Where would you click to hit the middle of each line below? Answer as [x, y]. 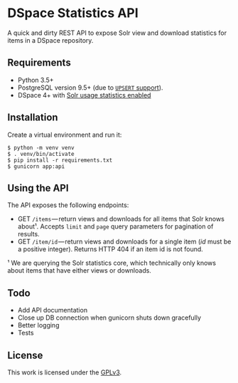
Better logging [38, 325]
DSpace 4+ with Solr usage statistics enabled [84, 95]
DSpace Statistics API [73, 13]
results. [29, 234]
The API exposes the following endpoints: [68, 205]
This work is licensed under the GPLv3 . [65, 372]
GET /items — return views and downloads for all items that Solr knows [121, 219]
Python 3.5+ [36, 80]
